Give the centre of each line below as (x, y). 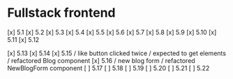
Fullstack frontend (61, 13)
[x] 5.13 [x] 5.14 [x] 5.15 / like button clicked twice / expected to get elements (117, 53)
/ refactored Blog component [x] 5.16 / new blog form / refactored (101, 60)
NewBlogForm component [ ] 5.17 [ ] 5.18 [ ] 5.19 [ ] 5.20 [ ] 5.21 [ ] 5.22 (108, 68)
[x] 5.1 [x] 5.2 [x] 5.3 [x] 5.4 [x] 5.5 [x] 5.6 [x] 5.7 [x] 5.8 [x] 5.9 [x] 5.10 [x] (112, 32)
